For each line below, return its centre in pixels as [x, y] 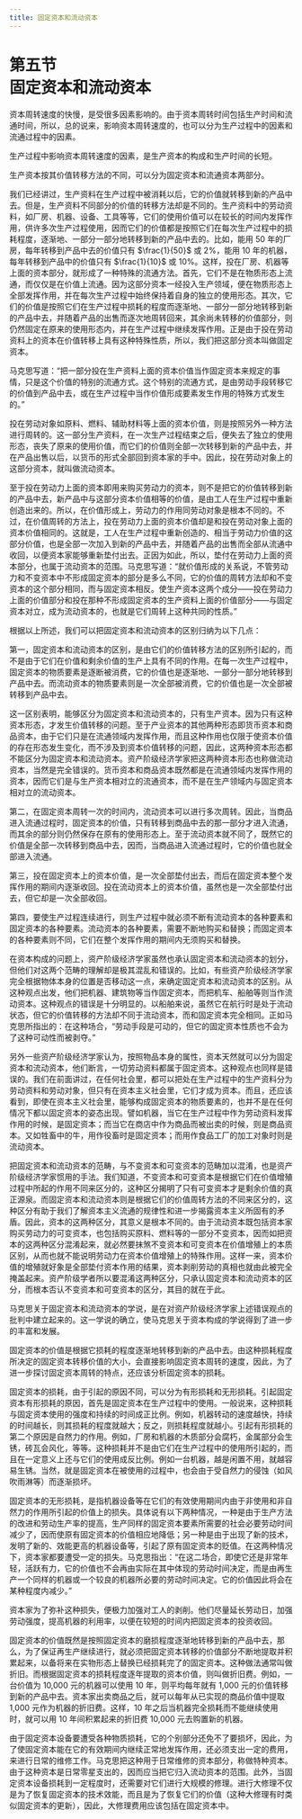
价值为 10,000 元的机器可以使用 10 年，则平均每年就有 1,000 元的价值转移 [153, 1685]
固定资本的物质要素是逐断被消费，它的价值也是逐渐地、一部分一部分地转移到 [151, 672]
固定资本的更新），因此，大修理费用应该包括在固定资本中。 [125, 1806]
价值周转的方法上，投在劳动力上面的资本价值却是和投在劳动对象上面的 [163, 521]
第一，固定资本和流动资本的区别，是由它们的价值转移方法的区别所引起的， [147, 650]
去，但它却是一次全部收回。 [61, 898]
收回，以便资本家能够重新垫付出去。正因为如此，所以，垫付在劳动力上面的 [147, 555]
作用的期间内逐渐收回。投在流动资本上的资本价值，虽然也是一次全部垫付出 [155, 886]
